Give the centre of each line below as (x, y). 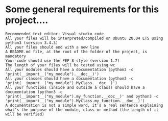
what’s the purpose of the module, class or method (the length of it (82, 110)
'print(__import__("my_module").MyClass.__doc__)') (61, 83)
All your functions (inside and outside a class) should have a (75, 87)
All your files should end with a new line (52, 47)
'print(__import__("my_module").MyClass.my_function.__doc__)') (75, 101)
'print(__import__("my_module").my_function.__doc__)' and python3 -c (82, 96)
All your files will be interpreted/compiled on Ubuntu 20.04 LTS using (84, 38)
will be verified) (25, 114)
